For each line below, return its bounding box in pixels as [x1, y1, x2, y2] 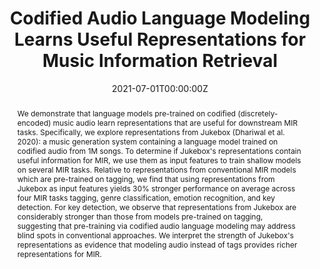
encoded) [16, 117, 52, 128]
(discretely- [237, 108, 279, 119]
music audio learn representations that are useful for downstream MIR [52, 117, 299, 128]
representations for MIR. [16, 248, 102, 259]
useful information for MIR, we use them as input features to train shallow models [16, 155, 302, 166]
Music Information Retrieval [41, 50, 279, 72]
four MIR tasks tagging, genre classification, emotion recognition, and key [16, 192, 275, 203]
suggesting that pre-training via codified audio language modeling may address [16, 220, 296, 231]
